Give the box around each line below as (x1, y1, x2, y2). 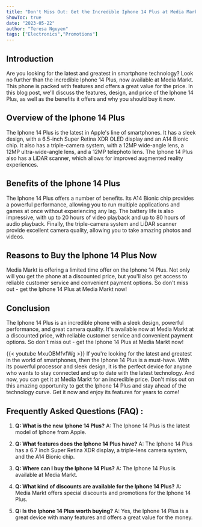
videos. (6, 233, 25, 240)
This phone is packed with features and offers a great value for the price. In (6, 82, 194, 89)
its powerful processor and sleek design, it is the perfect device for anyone (6, 363, 192, 370)
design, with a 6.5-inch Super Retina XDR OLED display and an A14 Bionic (6, 135, 189, 142)
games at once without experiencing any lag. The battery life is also (6, 207, 174, 214)
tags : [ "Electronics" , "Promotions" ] (6, 31, 98, 37)
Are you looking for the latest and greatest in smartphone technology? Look (6, 69, 194, 77)
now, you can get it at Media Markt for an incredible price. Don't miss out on (6, 375, 195, 383)
